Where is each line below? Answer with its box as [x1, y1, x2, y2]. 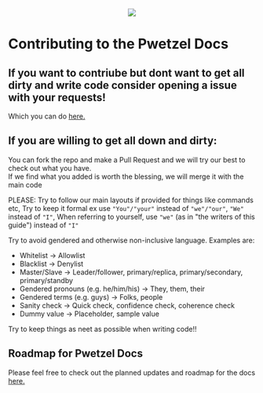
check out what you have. [8, 163, 92, 173]
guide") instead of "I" [8, 220, 79, 230]
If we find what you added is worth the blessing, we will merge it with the [8, 172, 244, 181]
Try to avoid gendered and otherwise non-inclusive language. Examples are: [8, 235, 255, 245]
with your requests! [8, 90, 106, 104]
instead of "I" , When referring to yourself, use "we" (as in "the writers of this [8, 212, 255, 221]
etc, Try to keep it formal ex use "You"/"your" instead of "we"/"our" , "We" [8, 203, 245, 213]
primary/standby [19, 275, 73, 285]
